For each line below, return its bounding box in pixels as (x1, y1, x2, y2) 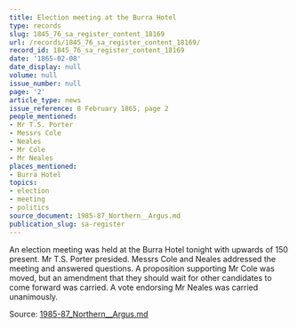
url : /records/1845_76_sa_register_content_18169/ (9, 37, 201, 47)
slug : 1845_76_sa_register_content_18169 (9, 29, 165, 38)
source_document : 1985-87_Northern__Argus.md (9, 211, 181, 220)
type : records (9, 21, 62, 30)
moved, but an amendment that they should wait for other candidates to (9, 272, 273, 283)
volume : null (9, 71, 58, 80)
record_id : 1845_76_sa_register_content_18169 (9, 46, 185, 55)
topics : (9, 179, 38, 188)
